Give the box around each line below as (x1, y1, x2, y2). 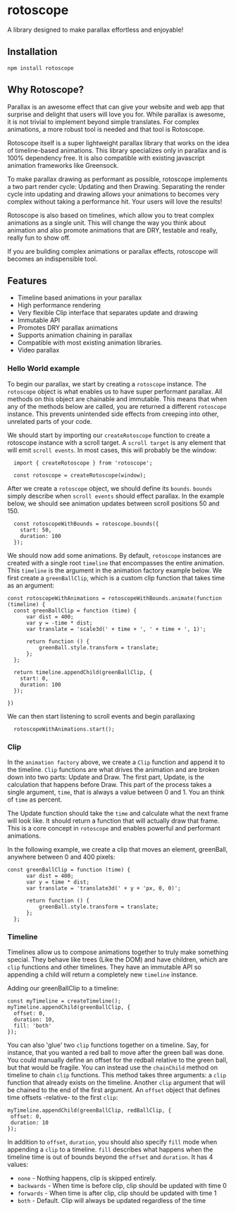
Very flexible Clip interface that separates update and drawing (17, 309, 199, 317)
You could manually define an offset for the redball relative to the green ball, (7, 1056, 228, 1065)
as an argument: (7, 581, 55, 589)
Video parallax (17, 346, 60, 355)
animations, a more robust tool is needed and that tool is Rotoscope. (7, 125, 206, 133)
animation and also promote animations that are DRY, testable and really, (7, 226, 218, 234)
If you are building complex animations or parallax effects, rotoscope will (7, 247, 218, 255)
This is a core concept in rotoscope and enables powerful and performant (7, 824, 221, 832)
